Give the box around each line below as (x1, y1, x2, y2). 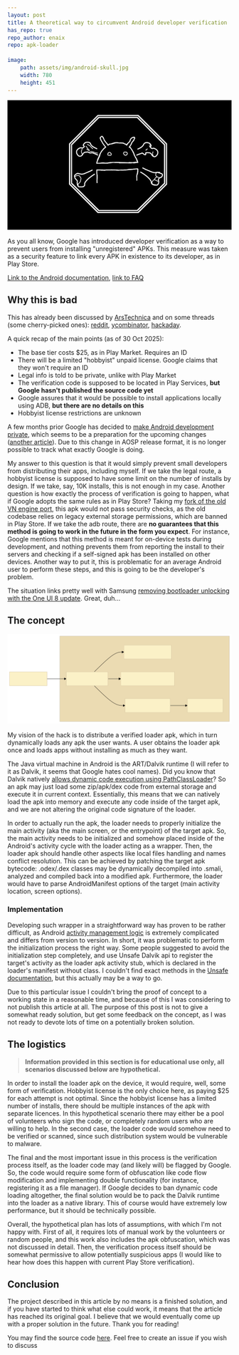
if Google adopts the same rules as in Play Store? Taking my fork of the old (7, 497, 226, 505)
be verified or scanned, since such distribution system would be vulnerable (7, 1131, 228, 1140)
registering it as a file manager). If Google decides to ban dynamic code (7, 1183, 218, 1192)
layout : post (7, 11, 46, 19)
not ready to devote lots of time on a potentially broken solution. (7, 1017, 195, 1026)
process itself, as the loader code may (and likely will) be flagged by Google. (7, 1161, 232, 1169)
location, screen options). (7, 887, 83, 895)
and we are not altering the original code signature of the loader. (7, 805, 196, 814)
